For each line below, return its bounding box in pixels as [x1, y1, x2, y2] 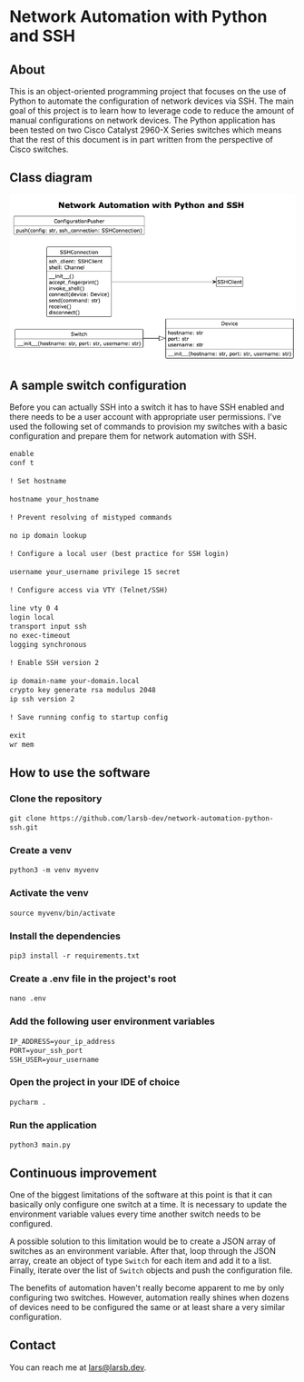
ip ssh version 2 [9, 695, 75, 704]
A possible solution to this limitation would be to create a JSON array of [9, 1236, 277, 1247]
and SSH [9, 25, 75, 46]
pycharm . [9, 1098, 47, 1107]
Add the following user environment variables [9, 1015, 215, 1028]
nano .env [9, 994, 47, 1003]
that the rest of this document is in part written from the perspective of [9, 134, 274, 144]
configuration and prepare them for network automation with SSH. [9, 431, 257, 442]
